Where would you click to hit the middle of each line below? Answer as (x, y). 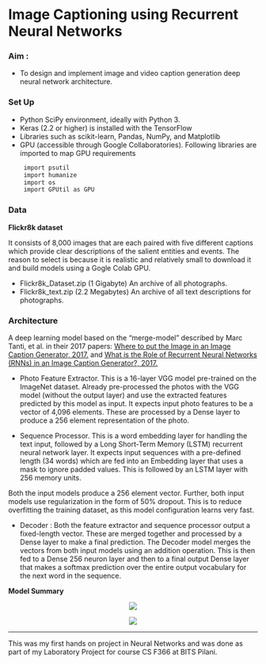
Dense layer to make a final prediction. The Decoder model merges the (135, 542)
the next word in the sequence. (70, 575)
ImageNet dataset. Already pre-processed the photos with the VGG (129, 386)
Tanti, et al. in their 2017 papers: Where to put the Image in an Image (120, 346)
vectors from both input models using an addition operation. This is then (137, 550)
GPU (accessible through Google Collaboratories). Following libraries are (138, 145)
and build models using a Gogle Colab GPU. (80, 267)
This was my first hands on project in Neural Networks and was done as (125, 643)
